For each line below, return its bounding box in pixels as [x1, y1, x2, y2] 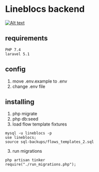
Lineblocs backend [5, 3, 85, 15]
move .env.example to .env [12, 78, 68, 84]
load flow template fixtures [12, 121, 67, 127]
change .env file [12, 83, 46, 89]
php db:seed [12, 116, 39, 122]
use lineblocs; [5, 135, 37, 140]
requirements [5, 34, 48, 43]
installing [5, 97, 35, 106]
